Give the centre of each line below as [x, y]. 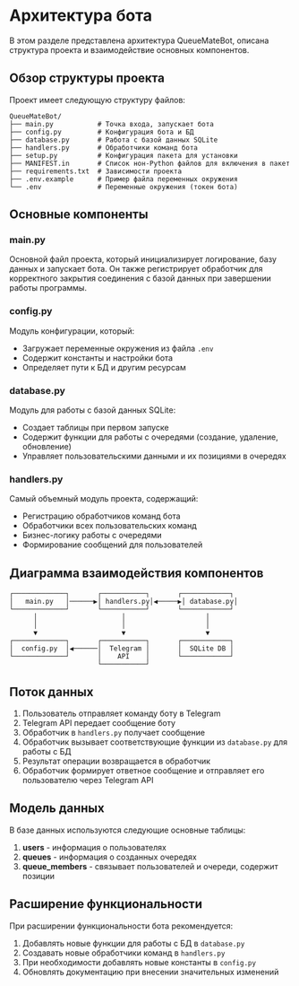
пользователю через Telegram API [88, 780]
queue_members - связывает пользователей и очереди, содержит [150, 866]
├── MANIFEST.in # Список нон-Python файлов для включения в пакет [150, 163]
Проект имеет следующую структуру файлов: [98, 100]
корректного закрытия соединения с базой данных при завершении [140, 278]
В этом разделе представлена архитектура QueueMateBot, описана [139, 40]
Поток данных [51, 692]
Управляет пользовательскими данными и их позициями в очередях [154, 456]
